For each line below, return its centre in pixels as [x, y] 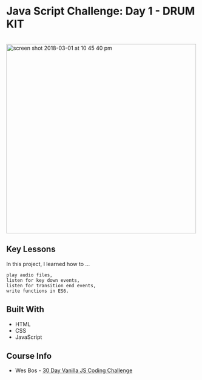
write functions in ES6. [38, 291]
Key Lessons [31, 249]
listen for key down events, [43, 280]
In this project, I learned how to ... [48, 264]
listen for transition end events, [51, 285]
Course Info [29, 356]
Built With [25, 309]
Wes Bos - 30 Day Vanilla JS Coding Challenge [74, 370]
